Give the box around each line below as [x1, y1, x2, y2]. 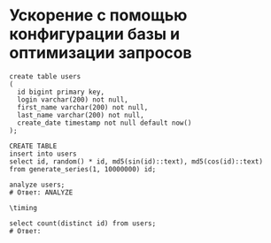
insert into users [9, 149, 77, 158]
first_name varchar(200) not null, [17, 103, 149, 111]
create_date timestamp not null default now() [17, 118, 192, 127]
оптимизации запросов [9, 43, 192, 63]
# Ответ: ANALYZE [9, 187, 74, 197]
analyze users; [9, 180, 66, 189]
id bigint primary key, [17, 87, 105, 96]
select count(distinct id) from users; [9, 218, 157, 228]
